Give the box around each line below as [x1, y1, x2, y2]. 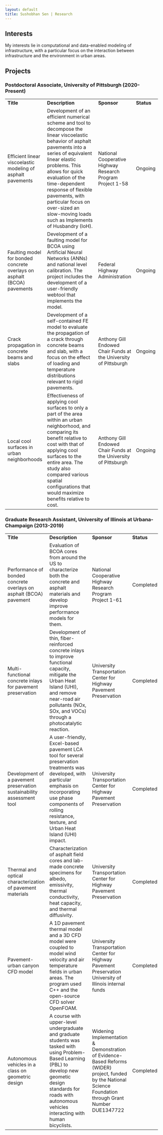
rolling [49, 807, 64, 814]
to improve [49, 653, 74, 660]
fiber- [60, 635, 75, 642]
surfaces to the [47, 453, 81, 460]
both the [49, 572, 69, 579]
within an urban [47, 416, 82, 423]
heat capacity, [49, 900, 82, 907]
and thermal [49, 906, 77, 912]
